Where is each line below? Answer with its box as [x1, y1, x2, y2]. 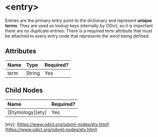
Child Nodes [5, 86, 43, 95]
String [26, 69, 40, 76]
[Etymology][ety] [7, 109, 47, 116]
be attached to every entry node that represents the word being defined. [5, 33, 150, 39]
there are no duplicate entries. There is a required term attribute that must [5, 28, 153, 34]
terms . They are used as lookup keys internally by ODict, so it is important [5, 22, 153, 28]
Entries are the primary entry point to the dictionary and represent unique [5, 17, 152, 23]
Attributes [5, 47, 36, 55]
